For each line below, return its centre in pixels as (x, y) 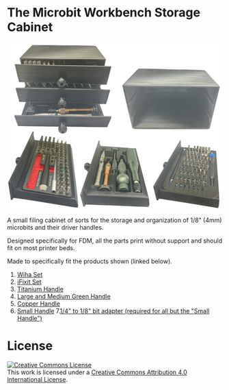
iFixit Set (29, 282)
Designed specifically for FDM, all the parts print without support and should (115, 241)
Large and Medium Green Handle (64, 296)
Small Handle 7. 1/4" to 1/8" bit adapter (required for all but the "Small (113, 310)
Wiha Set (30, 274)
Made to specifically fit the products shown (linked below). (90, 261)
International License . (38, 379)
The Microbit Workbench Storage (104, 13)
